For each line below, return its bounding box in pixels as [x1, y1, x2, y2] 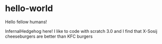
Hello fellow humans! [5, 19, 47, 25]
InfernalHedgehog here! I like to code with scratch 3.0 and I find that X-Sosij [5, 28, 158, 34]
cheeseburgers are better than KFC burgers [5, 33, 93, 39]
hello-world [5, 3, 54, 14]
